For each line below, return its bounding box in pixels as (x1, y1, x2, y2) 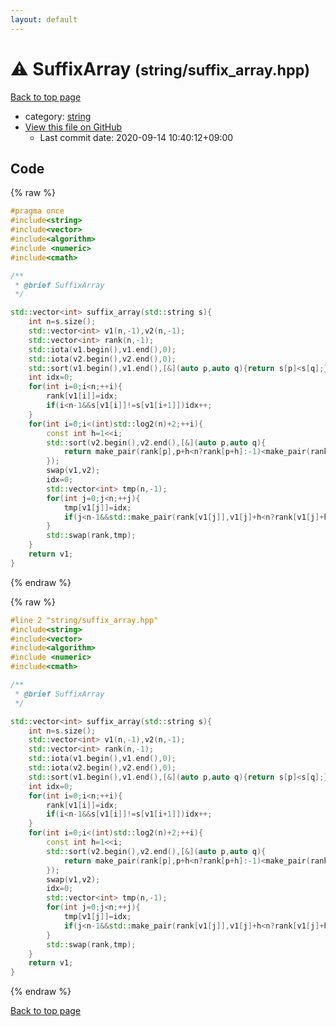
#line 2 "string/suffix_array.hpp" (10, 615, 159, 625)
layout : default (10, 14, 78, 25)
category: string (24, 110, 92, 122)
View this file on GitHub (24, 121, 123, 133)
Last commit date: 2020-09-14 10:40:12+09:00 (39, 131, 234, 143)
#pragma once (10, 206, 65, 216)
